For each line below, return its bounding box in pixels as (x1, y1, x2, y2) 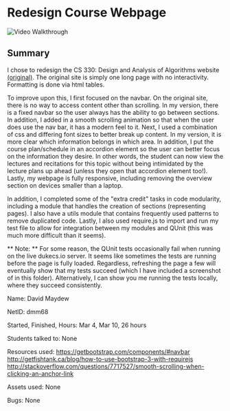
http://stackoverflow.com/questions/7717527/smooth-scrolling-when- (7, 362, 205, 370)
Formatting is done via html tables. (7, 80, 105, 89)
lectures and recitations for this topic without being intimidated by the (7, 159, 204, 168)
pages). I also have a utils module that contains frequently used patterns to (7, 209, 219, 217)
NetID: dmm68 (7, 307, 49, 315)
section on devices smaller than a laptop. (7, 181, 124, 190)
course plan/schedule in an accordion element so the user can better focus (7, 144, 220, 153)
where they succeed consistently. (7, 280, 103, 289)
